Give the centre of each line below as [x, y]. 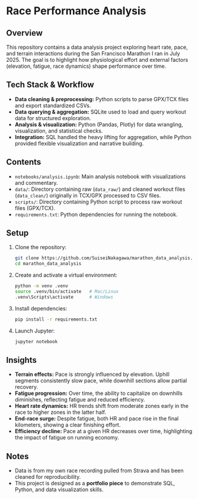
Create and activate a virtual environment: [66, 275]
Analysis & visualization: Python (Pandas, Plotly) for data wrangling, [99, 124]
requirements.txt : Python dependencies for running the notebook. [96, 214]
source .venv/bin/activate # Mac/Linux [66, 292]
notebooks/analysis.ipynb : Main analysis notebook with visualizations [100, 176]
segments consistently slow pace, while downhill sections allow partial [101, 381]
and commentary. [36, 183]
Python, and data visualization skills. [59, 489]
